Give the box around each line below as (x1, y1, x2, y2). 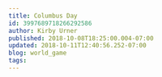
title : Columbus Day (8, 11, 79, 20)
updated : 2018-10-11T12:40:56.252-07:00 (8, 42, 147, 50)
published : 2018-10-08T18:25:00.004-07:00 (8, 34, 154, 43)
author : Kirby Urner (8, 26, 79, 34)
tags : (8, 57, 27, 65)
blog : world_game (8, 49, 67, 57)
